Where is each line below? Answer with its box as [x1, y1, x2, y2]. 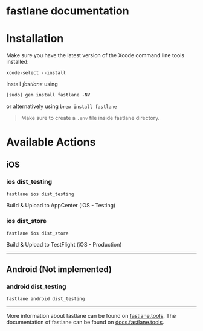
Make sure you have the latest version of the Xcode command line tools [6, 52, 185, 59]
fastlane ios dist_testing [6, 191, 74, 197]
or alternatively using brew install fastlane [6, 102, 117, 110]
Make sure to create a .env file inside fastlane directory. [21, 115, 160, 122]
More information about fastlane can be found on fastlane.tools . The [6, 312, 176, 319]
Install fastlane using [6, 80, 59, 88]
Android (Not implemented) [6, 264, 112, 274]
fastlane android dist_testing [6, 295, 85, 302]
